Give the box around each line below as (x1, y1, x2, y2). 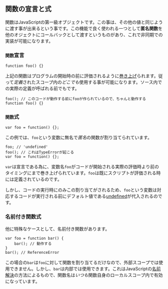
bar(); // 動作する (14, 241, 52, 246)
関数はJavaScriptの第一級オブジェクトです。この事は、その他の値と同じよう (5, 19, 163, 25)
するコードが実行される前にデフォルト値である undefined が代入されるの (9, 193, 158, 200)
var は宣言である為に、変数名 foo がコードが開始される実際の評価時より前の (5, 164, 159, 170)
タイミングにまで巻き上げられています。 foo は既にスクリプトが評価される (5, 170, 156, 176)
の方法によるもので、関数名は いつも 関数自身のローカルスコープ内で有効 (14, 272, 163, 278)
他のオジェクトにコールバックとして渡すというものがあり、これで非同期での (5, 32, 163, 38)
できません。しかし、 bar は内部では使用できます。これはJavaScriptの (9, 265, 152, 271)
